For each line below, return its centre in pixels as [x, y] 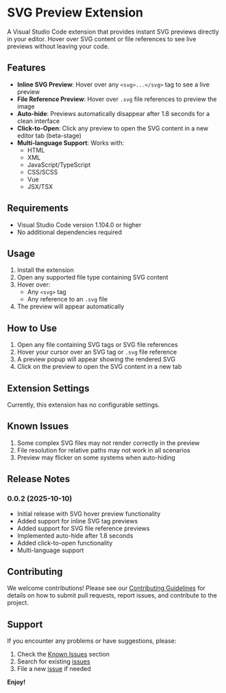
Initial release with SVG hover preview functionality [89, 514]
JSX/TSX [40, 186]
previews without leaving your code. [58, 46]
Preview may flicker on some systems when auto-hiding [96, 457]
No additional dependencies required [69, 232]
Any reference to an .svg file [67, 299]
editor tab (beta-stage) [49, 135]
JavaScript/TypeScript [59, 164]
